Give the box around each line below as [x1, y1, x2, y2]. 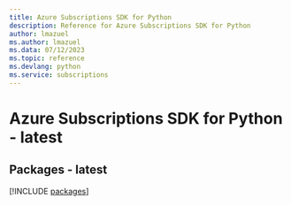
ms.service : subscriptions [9, 71, 109, 80]
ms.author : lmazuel [9, 37, 81, 47]
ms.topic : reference [9, 54, 86, 63]
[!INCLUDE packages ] [9, 186, 89, 196]
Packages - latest [9, 163, 108, 178]
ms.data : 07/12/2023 [9, 46, 86, 55]
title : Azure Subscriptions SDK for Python [9, 12, 172, 22]
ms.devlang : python [9, 63, 81, 72]
